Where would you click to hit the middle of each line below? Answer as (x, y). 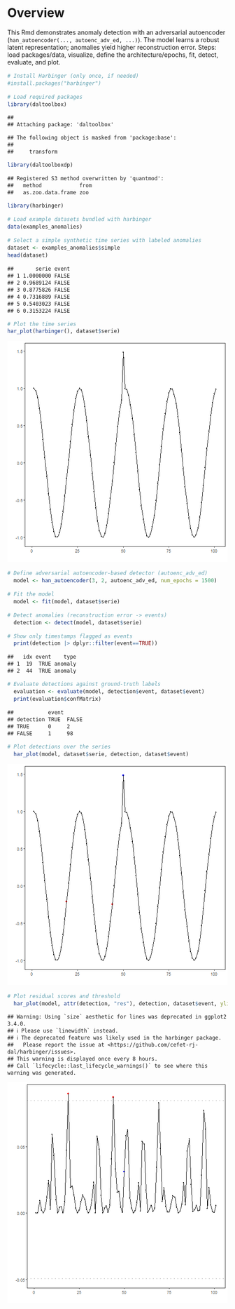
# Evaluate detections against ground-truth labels (84, 684)
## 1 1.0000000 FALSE (39, 276)
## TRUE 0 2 (39, 726)
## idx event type (42, 657)
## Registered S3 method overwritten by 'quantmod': (86, 179)
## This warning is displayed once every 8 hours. (83, 1059)
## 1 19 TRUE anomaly (42, 664)
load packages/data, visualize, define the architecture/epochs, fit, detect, (113, 55)
